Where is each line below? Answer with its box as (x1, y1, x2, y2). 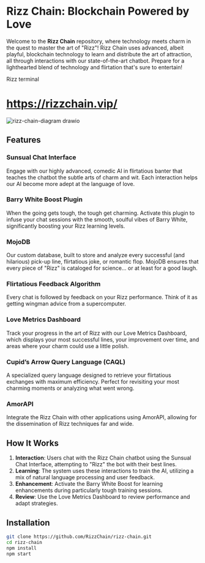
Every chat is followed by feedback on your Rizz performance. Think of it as (6, 294, 198, 301)
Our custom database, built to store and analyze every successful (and (6, 252, 185, 259)
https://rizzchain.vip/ (6, 97, 118, 111)
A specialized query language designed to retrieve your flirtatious (6, 371, 171, 379)
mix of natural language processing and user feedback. (15, 474, 155, 481)
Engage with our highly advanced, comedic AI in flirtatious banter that (6, 167, 182, 174)
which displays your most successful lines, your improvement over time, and (6, 335, 199, 343)
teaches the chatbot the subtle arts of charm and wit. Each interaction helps (6, 173, 198, 181)
